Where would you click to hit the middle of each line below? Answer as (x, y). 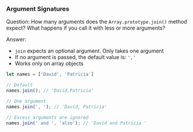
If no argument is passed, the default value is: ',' (75, 57)
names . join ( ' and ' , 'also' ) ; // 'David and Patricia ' (76, 123)
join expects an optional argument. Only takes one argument (89, 51)
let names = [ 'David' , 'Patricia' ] (50, 75)
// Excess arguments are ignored (47, 117)
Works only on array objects (49, 63)
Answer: (16, 40)
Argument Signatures (38, 9)
